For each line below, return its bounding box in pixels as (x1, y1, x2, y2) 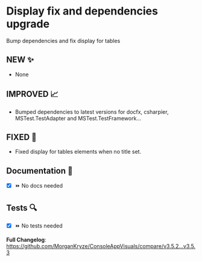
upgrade (6, 17, 50, 31)
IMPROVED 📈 (6, 89, 58, 99)
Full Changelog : (6, 236, 46, 243)
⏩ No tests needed (14, 222, 63, 229)
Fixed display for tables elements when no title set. (14, 148, 142, 156)
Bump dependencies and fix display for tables (6, 37, 121, 44)
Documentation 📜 (6, 165, 74, 176)
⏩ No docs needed (14, 182, 63, 189)
